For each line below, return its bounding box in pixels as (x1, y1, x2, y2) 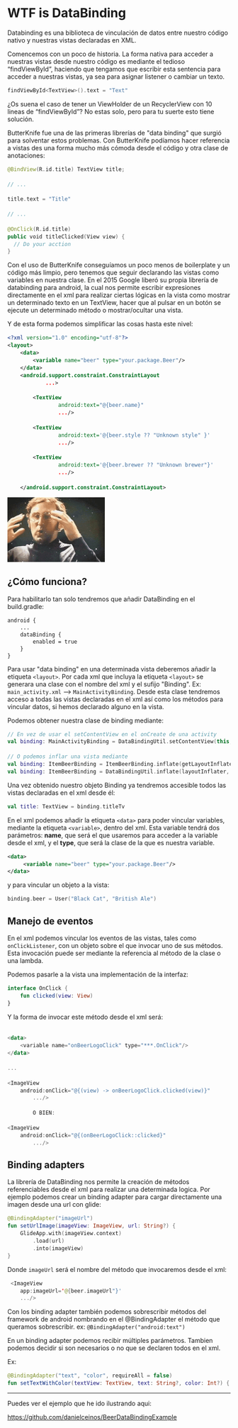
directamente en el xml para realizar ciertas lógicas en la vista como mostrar (7, 291, 231, 299)
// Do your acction (13, 240, 72, 247)
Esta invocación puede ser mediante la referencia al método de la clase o (7, 949, 221, 957)
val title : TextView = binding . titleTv (7, 803, 125, 810)
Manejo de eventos (7, 915, 93, 927)
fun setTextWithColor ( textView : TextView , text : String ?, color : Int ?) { (7, 1380, 230, 1387)
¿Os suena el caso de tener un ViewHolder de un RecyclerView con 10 (7, 99, 212, 108)
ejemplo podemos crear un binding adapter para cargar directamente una (7, 1193, 222, 1201)
